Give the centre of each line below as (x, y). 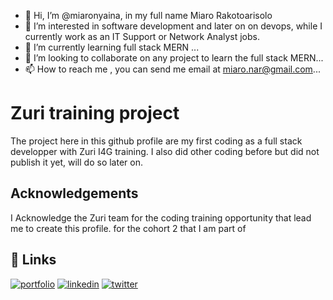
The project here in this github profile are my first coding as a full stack (156, 141)
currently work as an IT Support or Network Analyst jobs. (142, 36)
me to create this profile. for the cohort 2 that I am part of (128, 228)
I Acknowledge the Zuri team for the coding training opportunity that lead (161, 217)
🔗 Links (33, 260)
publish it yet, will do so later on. (76, 162)
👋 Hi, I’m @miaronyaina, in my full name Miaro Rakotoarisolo (148, 15)
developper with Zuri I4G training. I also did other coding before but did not (165, 151)
